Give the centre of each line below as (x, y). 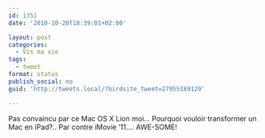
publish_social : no (41, 81)
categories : (28, 44)
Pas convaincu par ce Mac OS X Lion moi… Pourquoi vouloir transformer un (132, 118)
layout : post (30, 37)
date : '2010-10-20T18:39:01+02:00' (67, 23)
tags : (17, 59)
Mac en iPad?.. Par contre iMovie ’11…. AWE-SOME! (93, 127)
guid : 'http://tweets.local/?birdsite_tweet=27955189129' (107, 89)
